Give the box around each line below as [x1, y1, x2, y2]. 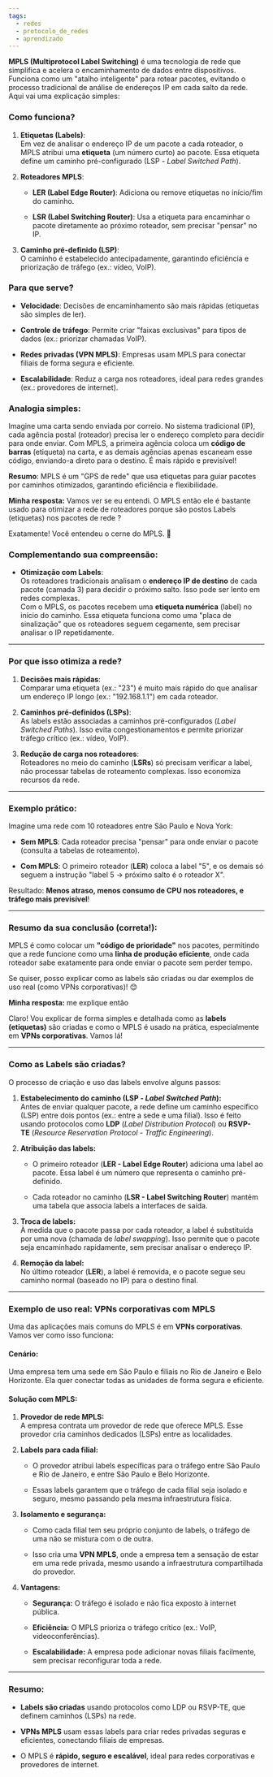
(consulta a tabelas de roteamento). [19, 845, 140, 855]
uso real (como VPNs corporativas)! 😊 [8, 982, 138, 992]
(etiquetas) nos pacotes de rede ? [8, 513, 122, 523]
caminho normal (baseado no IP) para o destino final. [19, 1275, 199, 1285]
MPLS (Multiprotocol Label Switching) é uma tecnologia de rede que [8, 57, 241, 67]
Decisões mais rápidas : [19, 674, 102, 684]
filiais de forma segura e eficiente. [19, 358, 135, 368]
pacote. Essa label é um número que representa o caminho [32, 1167, 230, 1178]
